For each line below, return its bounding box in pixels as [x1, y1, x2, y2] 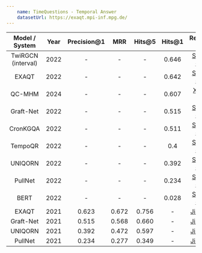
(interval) [11, 58, 38, 67]
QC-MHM [10, 90, 39, 98]
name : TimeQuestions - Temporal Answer [17, 8, 117, 15]
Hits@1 [161, 37, 184, 46]
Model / [13, 34, 36, 42]
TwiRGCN [11, 51, 38, 60]
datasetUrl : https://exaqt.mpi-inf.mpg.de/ [17, 14, 128, 20]
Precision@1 [67, 37, 105, 46]
